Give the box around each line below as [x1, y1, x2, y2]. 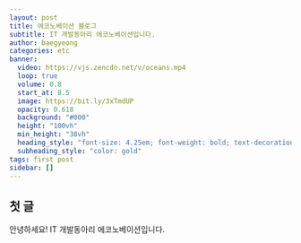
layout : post [9, 13, 58, 22]
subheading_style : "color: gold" [17, 146, 142, 155]
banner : [9, 55, 39, 64]
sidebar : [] [9, 163, 54, 172]
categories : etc [9, 47, 70, 56]
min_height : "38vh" [17, 130, 90, 139]
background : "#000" [17, 113, 90, 122]
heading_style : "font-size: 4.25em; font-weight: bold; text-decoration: [17, 138, 298, 147]
